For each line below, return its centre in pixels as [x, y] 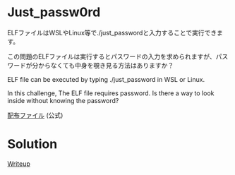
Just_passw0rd [54, 12]
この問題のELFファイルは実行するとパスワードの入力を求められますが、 [112, 56]
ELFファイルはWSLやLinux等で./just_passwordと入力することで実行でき [112, 32]
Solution [32, 144]
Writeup [19, 164]
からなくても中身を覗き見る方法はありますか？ [106, 65]
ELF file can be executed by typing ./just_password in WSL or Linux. [106, 79]
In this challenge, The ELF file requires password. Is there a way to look [111, 93]
